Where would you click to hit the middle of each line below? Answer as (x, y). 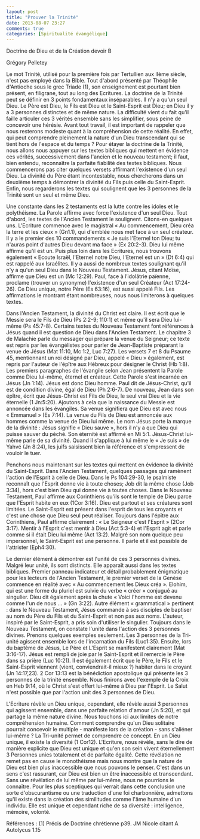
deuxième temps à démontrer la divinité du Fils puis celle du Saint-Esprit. (96, 182)
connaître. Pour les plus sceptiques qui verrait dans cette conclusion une (96, 786)
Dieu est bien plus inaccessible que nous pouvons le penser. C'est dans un (99, 768)
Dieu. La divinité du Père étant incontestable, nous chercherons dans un (95, 176)
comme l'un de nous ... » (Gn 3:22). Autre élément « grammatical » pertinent (100, 603)
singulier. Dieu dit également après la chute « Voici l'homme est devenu (94, 597)
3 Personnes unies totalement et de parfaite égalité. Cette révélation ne (94, 755)
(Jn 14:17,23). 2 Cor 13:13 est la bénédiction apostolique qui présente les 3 (97, 673)
